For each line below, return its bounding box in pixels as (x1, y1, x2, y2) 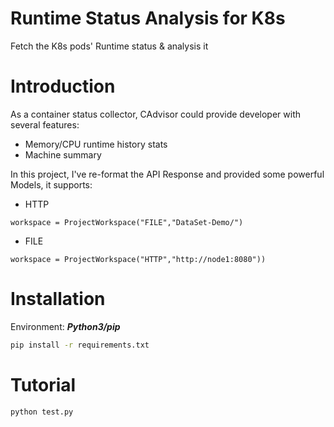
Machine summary (24, 148, 102, 161)
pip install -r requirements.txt (10, 340, 150, 350)
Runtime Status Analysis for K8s (10, 7, 286, 30)
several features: (10, 118, 80, 131)
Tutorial (10, 373, 77, 396)
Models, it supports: (10, 178, 93, 191)
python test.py (10, 407, 74, 417)
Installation (10, 288, 106, 311)
